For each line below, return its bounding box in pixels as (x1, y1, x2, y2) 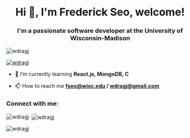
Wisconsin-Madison (70, 34, 130, 42)
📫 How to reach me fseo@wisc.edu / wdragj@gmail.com (14, 83, 160, 90)
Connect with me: (6, 99, 59, 108)
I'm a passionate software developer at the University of (17, 27, 183, 35)
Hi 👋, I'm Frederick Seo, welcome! (15, 5, 185, 19)
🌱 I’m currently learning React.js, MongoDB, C (14, 71, 129, 78)
